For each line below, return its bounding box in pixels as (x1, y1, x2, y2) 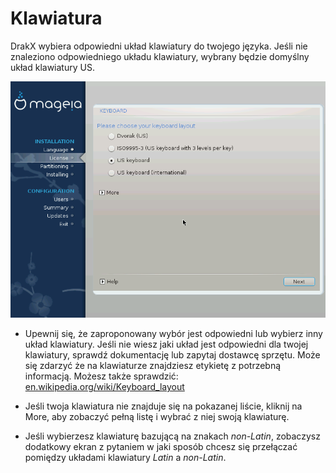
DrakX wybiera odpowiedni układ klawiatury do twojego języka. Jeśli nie (10, 40, 308, 52)
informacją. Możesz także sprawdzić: (24, 370, 179, 382)
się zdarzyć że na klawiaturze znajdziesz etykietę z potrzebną (24, 359, 282, 371)
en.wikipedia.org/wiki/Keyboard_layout (24, 380, 185, 392)
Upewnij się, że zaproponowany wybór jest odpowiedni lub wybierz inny (24, 327, 323, 339)
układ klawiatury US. (10, 61, 95, 73)
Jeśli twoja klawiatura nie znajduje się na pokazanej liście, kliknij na (24, 400, 303, 412)
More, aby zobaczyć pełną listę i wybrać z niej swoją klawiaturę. (24, 410, 290, 422)
